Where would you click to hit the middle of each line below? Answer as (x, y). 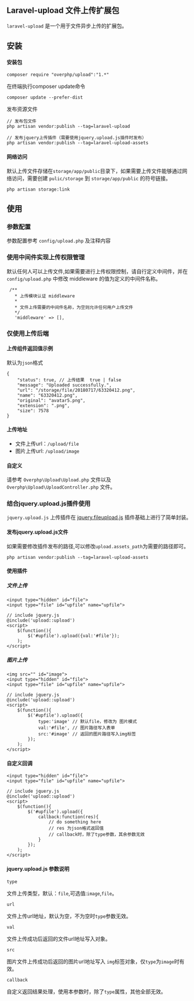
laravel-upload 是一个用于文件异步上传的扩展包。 (67, 26)
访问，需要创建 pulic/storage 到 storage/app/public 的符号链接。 (91, 178)
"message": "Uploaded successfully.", (64, 385)
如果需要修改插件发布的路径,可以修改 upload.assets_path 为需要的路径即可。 (98, 546)
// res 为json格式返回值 (76, 829)
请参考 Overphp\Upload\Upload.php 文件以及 (59, 480)
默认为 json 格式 (25, 362)
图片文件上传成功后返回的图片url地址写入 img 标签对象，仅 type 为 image (91, 961)
